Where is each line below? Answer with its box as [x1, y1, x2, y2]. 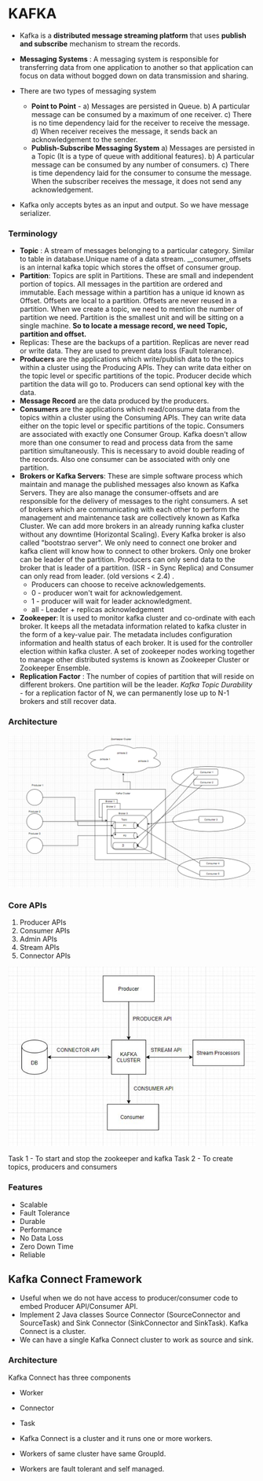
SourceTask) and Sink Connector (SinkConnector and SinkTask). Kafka [19, 1318, 249, 1328]
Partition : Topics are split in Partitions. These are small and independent [19, 271, 254, 280]
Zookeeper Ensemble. [19, 663, 91, 673]
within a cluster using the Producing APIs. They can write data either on [19, 363, 252, 372]
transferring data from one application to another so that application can [19, 62, 254, 71]
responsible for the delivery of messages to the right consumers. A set [19, 497, 249, 506]
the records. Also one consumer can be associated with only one [19, 455, 230, 464]
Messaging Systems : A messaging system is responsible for [19, 54, 219, 64]
